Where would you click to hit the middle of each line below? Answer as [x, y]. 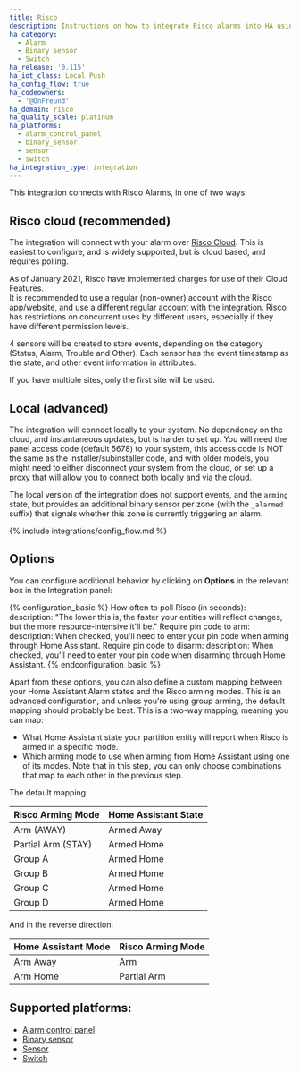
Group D [31, 902]
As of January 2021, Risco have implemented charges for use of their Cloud [149, 279]
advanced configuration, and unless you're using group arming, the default [147, 701]
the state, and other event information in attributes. [103, 362]
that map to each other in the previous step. [103, 775]
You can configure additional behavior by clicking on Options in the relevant [149, 580]
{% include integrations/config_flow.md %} [88, 531]
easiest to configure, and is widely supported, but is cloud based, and [137, 252]
